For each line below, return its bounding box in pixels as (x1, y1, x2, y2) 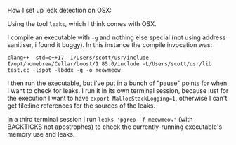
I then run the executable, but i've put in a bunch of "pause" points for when (7, 79, 228, 87)
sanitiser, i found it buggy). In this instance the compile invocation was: (7, 41, 213, 49)
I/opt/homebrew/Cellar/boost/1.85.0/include (7, 61, 140, 68)
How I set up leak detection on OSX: (7, 6, 112, 14)
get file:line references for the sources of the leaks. (7, 101, 156, 110)
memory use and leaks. (7, 130, 75, 138)
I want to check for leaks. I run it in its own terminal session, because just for (7, 87, 229, 94)
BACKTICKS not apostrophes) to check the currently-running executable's (7, 122, 223, 131)
